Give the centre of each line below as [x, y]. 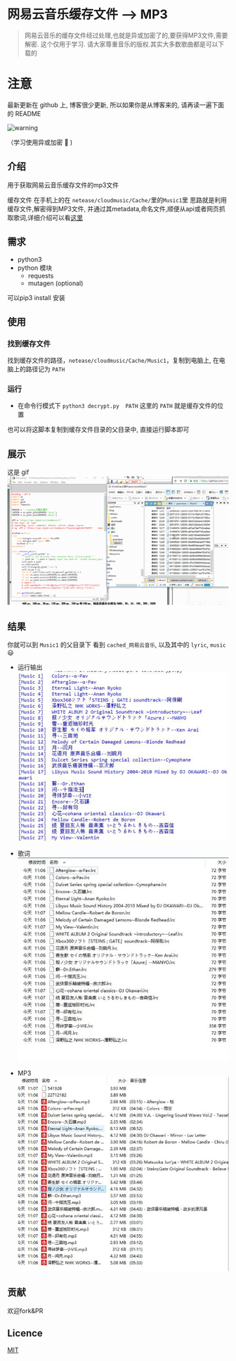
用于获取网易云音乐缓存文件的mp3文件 [63, 185]
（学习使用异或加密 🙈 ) [40, 142]
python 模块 [35, 268]
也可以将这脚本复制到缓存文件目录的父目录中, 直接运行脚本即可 [98, 430]
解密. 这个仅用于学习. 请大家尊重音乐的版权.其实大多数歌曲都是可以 [121, 44]
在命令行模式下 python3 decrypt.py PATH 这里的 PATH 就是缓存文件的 [117, 406]
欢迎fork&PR [25, 1310]
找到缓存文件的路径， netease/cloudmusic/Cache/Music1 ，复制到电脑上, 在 [113, 361]
